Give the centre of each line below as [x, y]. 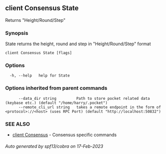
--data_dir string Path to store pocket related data [84, 98]
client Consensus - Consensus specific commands [64, 135]
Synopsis [17, 33]
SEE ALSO [18, 124]
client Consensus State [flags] [39, 53]
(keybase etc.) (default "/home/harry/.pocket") [56, 103]
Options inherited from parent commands [56, 88]
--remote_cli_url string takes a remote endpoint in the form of [90, 107]
